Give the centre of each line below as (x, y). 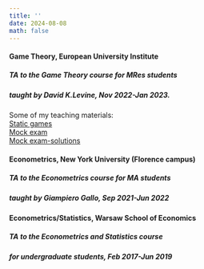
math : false (29, 31)
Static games (31, 124)
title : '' (26, 16)
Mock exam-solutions (45, 141)
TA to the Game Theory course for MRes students (94, 75)
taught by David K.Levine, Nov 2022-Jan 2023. (90, 95)
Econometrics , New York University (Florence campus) (102, 159)
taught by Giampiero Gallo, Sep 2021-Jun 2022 (89, 198)
